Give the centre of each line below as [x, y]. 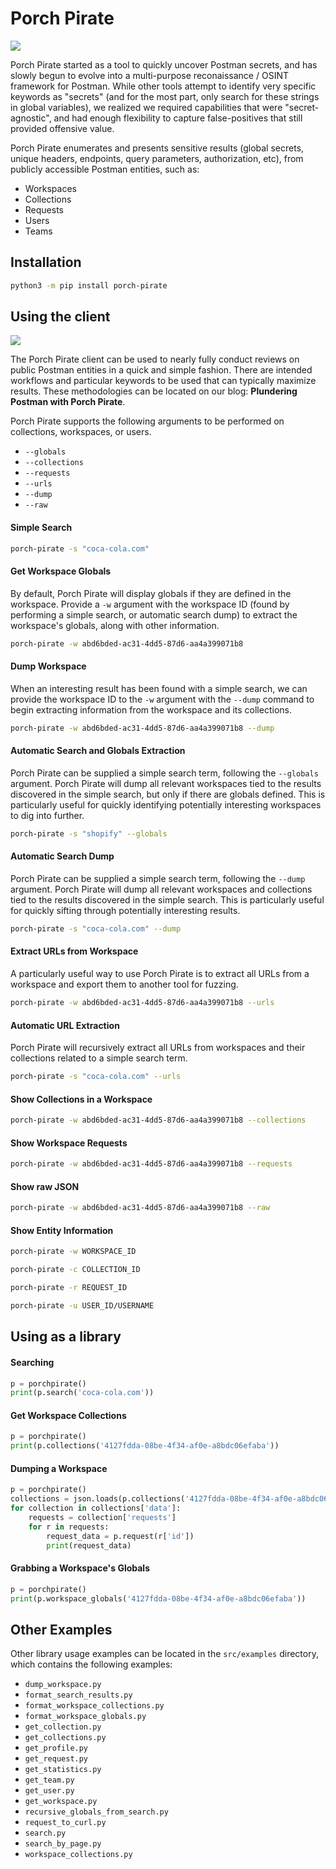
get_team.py [49, 1780]
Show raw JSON [45, 1186]
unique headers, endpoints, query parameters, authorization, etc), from [157, 158]
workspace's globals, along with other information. [115, 625]
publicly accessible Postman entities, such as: [105, 169]
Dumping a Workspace [59, 1468]
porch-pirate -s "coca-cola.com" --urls [96, 1077]
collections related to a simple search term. [99, 1058]
